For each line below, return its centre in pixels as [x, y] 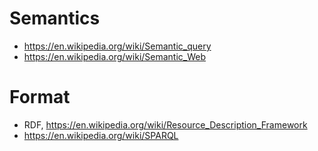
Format [40, 97]
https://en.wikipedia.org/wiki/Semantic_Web [115, 56]
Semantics [55, 18]
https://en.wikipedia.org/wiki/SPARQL [101, 135]
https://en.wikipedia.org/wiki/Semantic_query [117, 46]
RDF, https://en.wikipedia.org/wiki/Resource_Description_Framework [165, 124]
